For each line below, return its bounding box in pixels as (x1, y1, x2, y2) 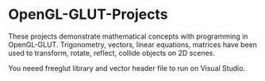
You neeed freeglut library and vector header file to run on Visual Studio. (8, 63, 246, 72)
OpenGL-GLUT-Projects (8, 6, 168, 24)
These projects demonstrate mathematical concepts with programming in (8, 31, 248, 41)
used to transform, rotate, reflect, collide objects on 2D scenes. (8, 48, 216, 57)
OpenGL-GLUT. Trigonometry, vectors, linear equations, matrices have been (8, 39, 258, 49)
